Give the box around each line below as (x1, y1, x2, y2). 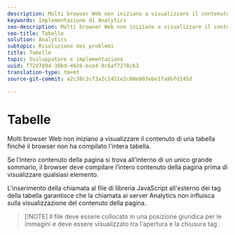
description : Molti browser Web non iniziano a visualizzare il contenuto (7, 10, 230, 17)
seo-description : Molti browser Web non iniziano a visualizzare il (7, 23, 211, 30)
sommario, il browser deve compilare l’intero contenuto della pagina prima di (7, 163, 228, 171)
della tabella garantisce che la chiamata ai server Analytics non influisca (7, 192, 215, 200)
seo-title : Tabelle (7, 29, 64, 37)
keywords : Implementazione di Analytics (7, 17, 127, 24)
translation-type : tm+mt (7, 69, 80, 76)
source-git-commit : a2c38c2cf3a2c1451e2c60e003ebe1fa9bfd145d (7, 75, 192, 83)
